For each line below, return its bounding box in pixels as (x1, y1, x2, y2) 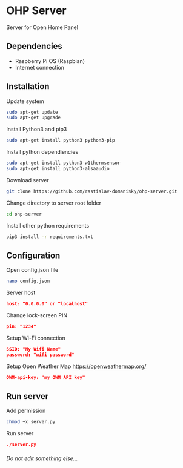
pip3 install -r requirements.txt (6, 234, 94, 240)
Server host (6, 289, 36, 297)
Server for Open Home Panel (6, 24, 79, 31)
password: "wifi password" (6, 352, 75, 358)
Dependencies (6, 41, 62, 51)
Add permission (6, 407, 46, 415)
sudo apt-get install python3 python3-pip (6, 137, 115, 143)
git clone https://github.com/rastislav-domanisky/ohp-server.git (6, 188, 178, 194)
